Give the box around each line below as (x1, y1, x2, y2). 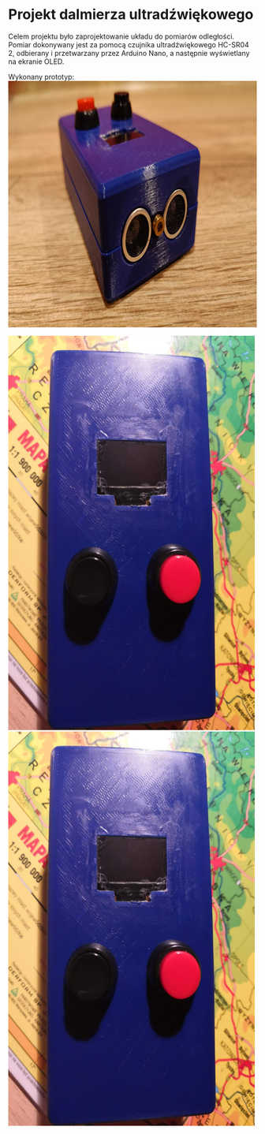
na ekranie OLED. (8, 57, 65, 66)
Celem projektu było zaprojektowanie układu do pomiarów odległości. (8, 32, 235, 41)
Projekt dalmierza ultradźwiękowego (8, 6, 254, 24)
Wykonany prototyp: (8, 72, 75, 81)
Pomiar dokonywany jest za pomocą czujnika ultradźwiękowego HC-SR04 (8, 39, 250, 49)
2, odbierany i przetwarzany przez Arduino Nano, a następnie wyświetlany (8, 48, 250, 58)
